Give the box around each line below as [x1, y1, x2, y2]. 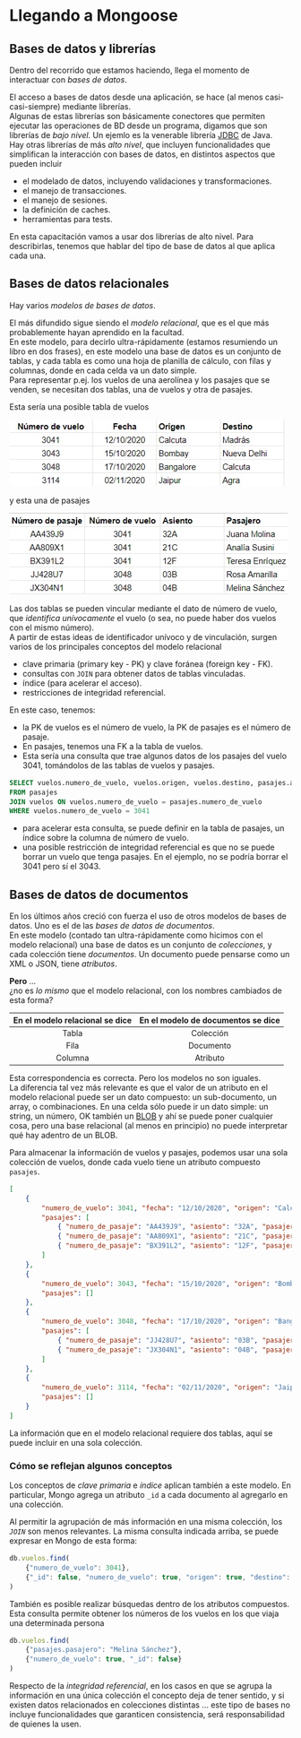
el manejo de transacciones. [21, 186, 127, 195]
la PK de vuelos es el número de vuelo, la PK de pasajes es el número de [21, 722, 291, 732]
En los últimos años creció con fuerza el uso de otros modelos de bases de [9, 911, 287, 921]
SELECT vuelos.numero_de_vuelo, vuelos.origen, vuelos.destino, [9, 778, 254, 787]
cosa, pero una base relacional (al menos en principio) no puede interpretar [9, 1120, 288, 1130]
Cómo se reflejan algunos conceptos [9, 1459, 173, 1472]
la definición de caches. [21, 204, 111, 215]
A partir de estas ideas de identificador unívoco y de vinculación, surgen [9, 631, 278, 642]
